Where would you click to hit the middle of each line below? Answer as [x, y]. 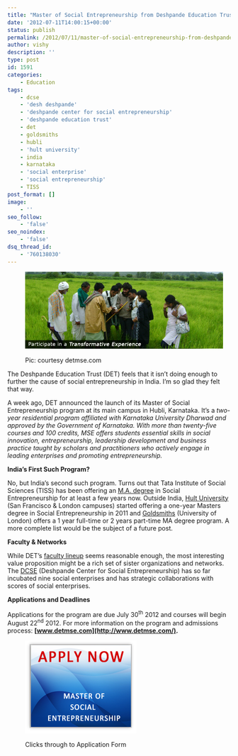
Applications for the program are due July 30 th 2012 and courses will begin [117, 613]
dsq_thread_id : [30, 247]
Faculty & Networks [37, 542]
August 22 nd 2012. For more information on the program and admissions [113, 622]
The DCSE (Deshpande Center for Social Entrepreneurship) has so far [109, 570]
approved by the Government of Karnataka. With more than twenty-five [112, 425]
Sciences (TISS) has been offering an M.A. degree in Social [94, 490]
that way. [21, 389]
